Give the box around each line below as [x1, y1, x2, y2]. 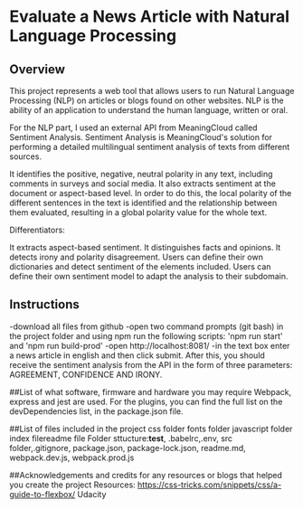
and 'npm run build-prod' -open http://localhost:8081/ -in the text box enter [9, 340, 290, 351]
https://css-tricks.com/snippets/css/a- [137, 479, 282, 490]
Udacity [77, 488, 107, 499]
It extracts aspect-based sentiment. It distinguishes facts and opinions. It [9, 242, 281, 252]
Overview [9, 61, 66, 77]
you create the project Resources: [9, 479, 136, 490]
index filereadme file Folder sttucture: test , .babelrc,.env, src [9, 432, 233, 444]
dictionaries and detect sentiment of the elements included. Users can [9, 261, 271, 272]
